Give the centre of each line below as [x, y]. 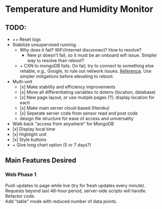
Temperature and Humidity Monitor [79, 9]
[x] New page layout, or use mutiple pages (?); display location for [87, 97]
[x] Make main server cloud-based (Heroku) [65, 108]
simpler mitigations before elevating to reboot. [67, 76]
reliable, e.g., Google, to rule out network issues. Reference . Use [86, 71]
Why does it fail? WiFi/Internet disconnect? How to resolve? [81, 50]
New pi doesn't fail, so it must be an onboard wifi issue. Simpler [92, 55]
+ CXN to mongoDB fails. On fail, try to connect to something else [87, 66]
